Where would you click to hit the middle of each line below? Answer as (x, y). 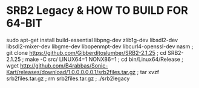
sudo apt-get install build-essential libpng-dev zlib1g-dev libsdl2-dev (92, 40)
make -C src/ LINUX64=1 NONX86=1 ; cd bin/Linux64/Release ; (104, 59)
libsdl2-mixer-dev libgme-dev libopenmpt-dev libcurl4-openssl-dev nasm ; (100, 46)
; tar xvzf (148, 72)
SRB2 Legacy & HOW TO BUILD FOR (97, 11)
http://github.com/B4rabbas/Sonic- (64, 65)
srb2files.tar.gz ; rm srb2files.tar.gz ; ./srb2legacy (68, 78)
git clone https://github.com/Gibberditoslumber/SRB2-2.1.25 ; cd (86, 52)
